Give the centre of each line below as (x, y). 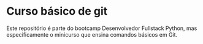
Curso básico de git (57, 11)
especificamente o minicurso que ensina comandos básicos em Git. (92, 34)
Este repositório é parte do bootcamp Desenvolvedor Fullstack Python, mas (102, 28)
